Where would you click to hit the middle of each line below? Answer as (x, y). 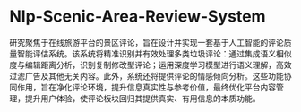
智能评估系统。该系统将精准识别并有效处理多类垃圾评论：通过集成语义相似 (154, 53)
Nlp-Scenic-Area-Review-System (138, 17)
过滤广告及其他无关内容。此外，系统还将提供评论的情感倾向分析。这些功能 (146, 76)
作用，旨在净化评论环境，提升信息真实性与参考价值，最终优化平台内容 (146, 87)
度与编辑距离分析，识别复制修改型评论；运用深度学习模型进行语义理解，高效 (150, 65)
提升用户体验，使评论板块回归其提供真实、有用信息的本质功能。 (142, 98)
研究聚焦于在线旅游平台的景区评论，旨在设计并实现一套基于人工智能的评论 (146, 42)
